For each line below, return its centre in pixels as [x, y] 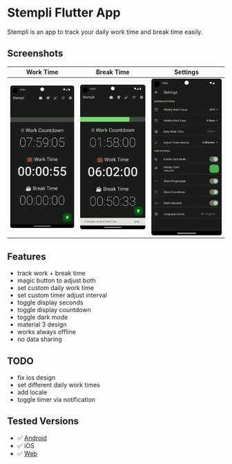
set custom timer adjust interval [62, 296]
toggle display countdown [54, 310]
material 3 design [42, 325]
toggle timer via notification [56, 400]
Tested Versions [43, 422]
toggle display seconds [50, 302]
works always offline [46, 332]
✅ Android [32, 438]
